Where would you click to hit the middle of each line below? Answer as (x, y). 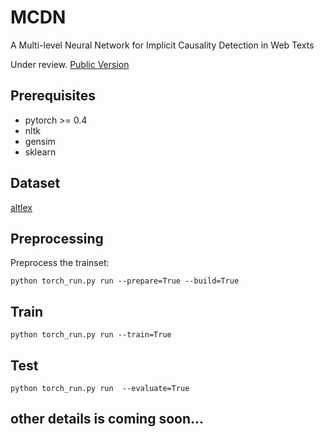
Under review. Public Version (70, 64)
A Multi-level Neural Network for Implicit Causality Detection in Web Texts (162, 45)
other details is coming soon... (107, 419)
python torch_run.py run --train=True (91, 335)
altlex (21, 207)
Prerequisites (53, 96)
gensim (40, 141)
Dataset (35, 183)
